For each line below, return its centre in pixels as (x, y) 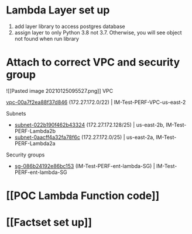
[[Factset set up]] (49, 223)
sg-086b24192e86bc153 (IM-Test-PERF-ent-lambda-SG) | (85, 166)
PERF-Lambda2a (35, 143)
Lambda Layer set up (58, 10)
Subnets (16, 113)
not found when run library (47, 39)
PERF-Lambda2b (35, 131)
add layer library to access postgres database (70, 26)
